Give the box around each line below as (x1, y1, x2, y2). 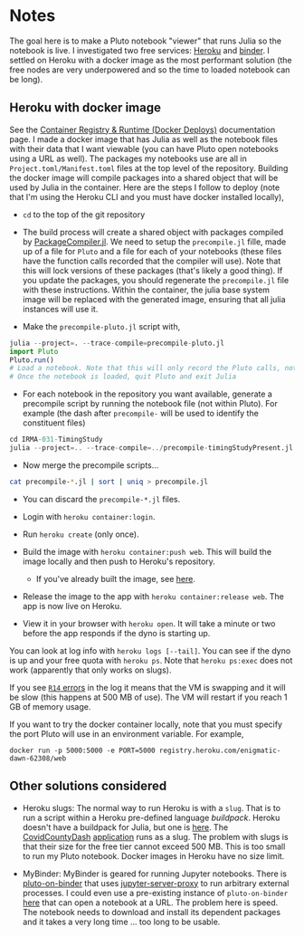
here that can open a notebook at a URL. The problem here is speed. (22, 897, 279, 908)
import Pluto (9, 347, 59, 356)
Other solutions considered (9, 778, 167, 794)
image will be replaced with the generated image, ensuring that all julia (22, 293, 287, 304)
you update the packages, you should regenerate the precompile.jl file (22, 274, 290, 285)
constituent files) (22, 417, 86, 428)
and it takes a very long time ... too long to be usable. (22, 916, 221, 927)
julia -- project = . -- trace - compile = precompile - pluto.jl (9, 339, 224, 348)
